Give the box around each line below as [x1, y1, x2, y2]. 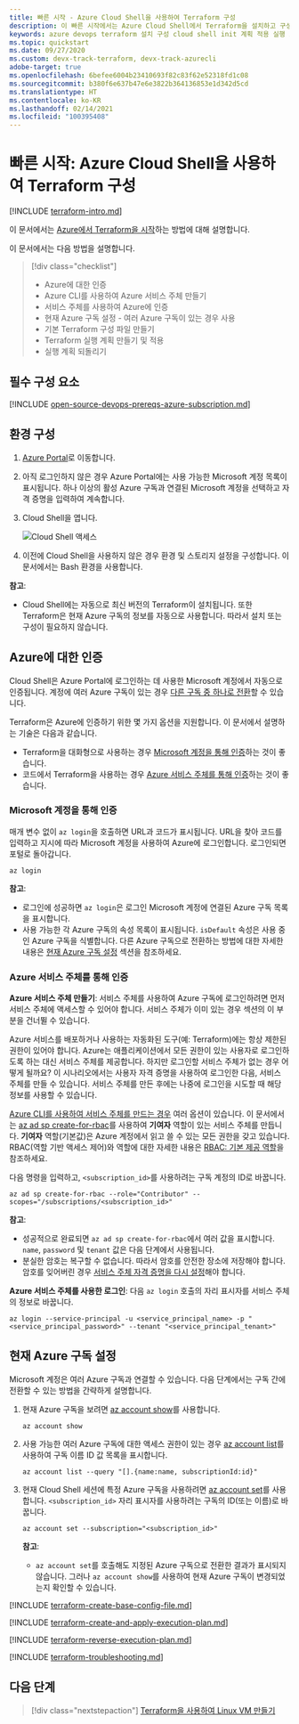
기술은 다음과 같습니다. [18, 728, 98, 738]
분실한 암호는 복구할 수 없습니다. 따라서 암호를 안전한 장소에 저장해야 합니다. [21, 1256, 287, 1266]
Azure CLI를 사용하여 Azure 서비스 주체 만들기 [44, 290, 207, 301]
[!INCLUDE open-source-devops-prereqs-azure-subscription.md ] [9, 398, 251, 410]
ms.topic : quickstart [9, 37, 90, 47]
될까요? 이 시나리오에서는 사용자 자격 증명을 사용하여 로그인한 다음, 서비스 [25, 1068, 282, 1078]
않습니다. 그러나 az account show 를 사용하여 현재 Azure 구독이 [35, 1571, 255, 1582]
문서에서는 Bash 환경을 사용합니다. [21, 561, 143, 572]
